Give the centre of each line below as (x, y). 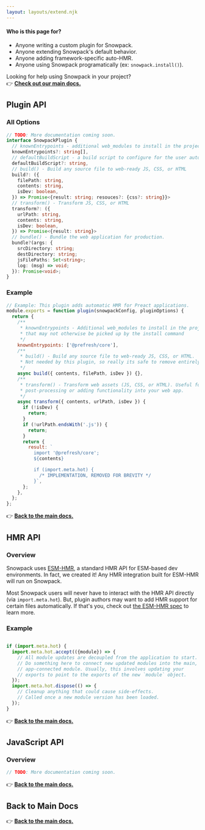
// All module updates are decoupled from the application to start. (108, 658)
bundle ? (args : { (32, 243)
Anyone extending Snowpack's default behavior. (76, 51)
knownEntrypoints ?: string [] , (50, 152)
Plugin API (27, 105)
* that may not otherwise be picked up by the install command (102, 334)
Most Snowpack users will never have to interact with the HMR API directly (100, 593)
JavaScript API (35, 742)
